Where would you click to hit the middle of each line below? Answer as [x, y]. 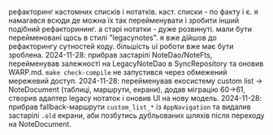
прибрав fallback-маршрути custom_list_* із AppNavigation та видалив [130, 107]
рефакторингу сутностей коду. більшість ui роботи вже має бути [121, 46]
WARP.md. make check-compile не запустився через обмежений [118, 72]
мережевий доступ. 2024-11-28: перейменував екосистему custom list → [135, 81]
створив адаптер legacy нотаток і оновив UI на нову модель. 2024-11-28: [135, 98]
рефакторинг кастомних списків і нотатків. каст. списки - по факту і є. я [133, 12]
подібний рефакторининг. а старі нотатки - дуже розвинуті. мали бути [130, 29]
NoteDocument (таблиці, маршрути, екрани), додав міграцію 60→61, [127, 89]
